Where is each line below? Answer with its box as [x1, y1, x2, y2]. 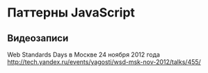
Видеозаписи [7, 32, 69, 44]
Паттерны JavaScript [7, 5, 136, 21]
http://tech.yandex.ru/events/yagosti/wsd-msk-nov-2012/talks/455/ [7, 58, 202, 66]
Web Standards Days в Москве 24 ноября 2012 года [7, 50, 160, 59]
